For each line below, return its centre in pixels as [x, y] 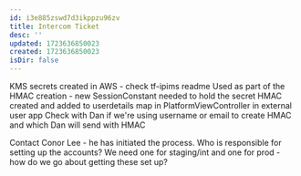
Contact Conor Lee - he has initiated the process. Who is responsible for [145, 143]
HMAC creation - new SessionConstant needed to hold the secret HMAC [146, 96]
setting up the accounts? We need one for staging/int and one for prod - [145, 152]
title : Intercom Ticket [55, 26]
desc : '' [26, 35]
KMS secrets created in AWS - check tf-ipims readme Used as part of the [147, 86]
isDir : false [34, 60]
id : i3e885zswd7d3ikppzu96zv [65, 18]
